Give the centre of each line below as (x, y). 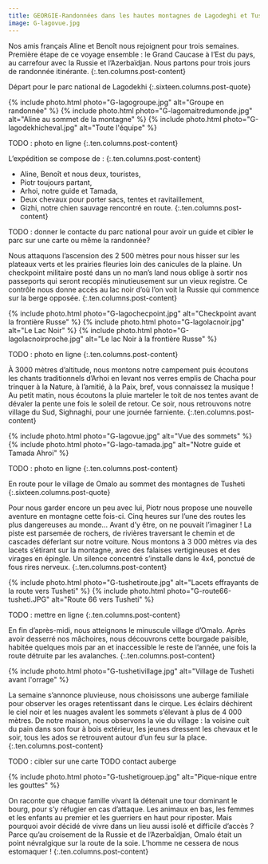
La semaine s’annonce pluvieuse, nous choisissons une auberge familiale (128, 695)
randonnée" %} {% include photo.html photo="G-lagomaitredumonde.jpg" (130, 110)
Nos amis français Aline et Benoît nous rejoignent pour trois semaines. (124, 45)
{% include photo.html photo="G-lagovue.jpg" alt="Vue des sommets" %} (130, 436)
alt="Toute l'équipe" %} (118, 128)
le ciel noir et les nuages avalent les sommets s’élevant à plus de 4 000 (125, 712)
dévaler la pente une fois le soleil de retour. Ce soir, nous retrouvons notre (130, 403)
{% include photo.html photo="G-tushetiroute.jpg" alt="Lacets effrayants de (134, 582)
